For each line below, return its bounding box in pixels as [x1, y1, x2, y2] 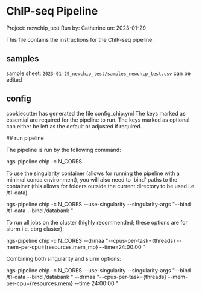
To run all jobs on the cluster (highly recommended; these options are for [6, 219, 188, 226]
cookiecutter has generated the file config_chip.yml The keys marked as [6, 110, 186, 117]
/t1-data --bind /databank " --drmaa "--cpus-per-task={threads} [6, 273, 167, 280]
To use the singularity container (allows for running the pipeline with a [6, 170, 180, 177]
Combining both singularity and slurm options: [6, 255, 122, 262]
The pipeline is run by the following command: [6, 146, 122, 153]
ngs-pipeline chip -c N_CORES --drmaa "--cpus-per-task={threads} [6, 237, 176, 244]
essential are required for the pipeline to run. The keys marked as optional [6, 116, 190, 123]
